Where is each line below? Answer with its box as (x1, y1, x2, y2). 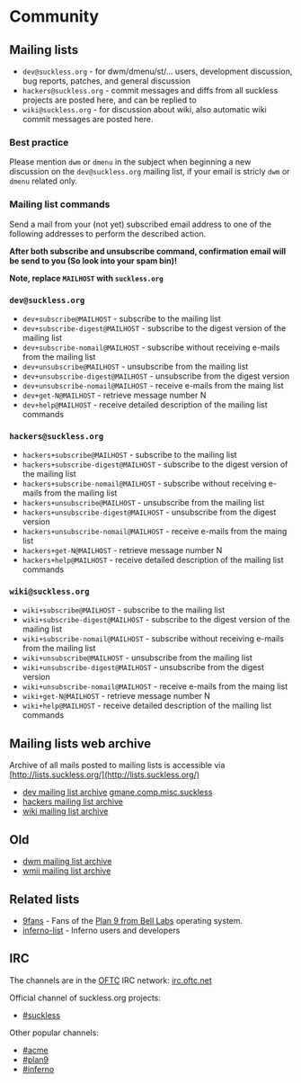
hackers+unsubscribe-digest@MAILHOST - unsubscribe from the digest (22, 506, 277, 518)
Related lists (9, 891, 80, 907)
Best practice (9, 136, 69, 148)
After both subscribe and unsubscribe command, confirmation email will (9, 246, 287, 256)
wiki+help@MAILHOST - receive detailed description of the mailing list (22, 700, 272, 712)
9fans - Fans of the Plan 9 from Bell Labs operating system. (22, 915, 243, 926)
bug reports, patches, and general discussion (22, 76, 191, 86)
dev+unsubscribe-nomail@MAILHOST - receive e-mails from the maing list (22, 380, 285, 390)
